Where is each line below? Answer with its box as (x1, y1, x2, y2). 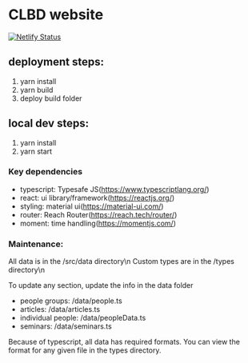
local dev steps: (8, 117, 90, 130)
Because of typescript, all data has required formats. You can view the (8, 337, 240, 347)
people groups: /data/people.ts (19, 296, 122, 305)
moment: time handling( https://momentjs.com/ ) (19, 218, 176, 228)
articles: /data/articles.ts (19, 305, 101, 314)
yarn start (19, 146, 53, 156)
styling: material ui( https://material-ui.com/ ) (19, 201, 164, 211)
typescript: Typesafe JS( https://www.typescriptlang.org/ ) (19, 184, 210, 193)
